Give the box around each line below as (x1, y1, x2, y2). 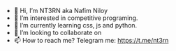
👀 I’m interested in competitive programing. (13, 14, 138, 22)
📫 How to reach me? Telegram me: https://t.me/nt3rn (13, 37, 169, 44)
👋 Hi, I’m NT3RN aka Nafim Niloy (13, 7, 108, 14)
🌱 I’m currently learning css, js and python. (13, 21, 138, 29)
